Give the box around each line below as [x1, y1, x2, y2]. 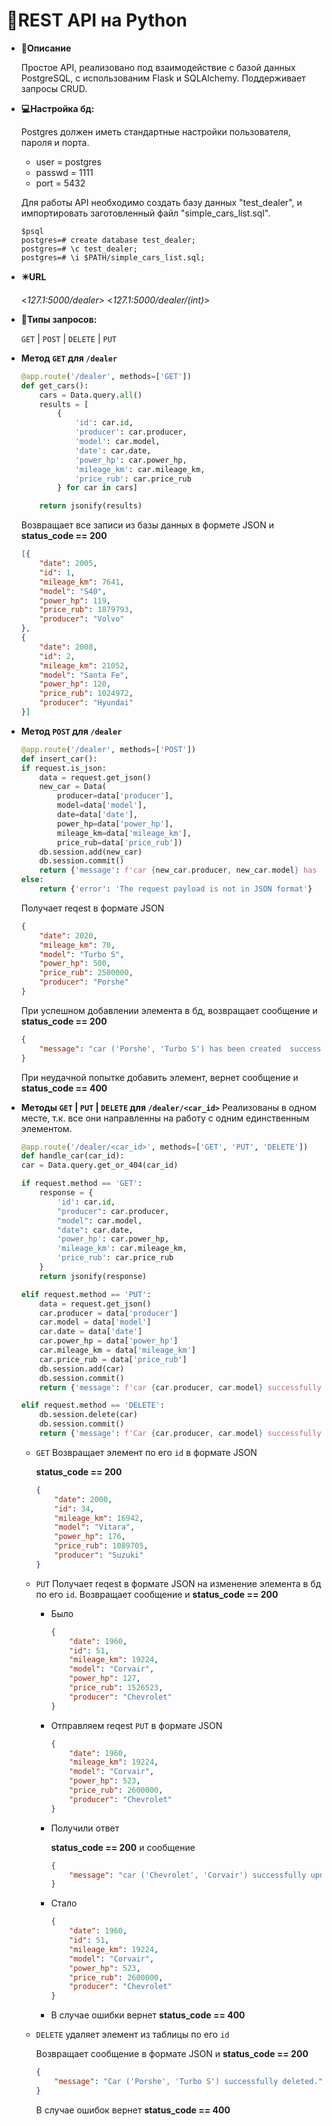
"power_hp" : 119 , [39, 595, 112, 606]
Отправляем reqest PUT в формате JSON [50, 1719, 223, 1731]
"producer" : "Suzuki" [54, 1550, 144, 1561]
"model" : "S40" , [39, 586, 107, 596]
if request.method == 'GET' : [20, 1179, 143, 1189]
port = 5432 [35, 177, 86, 189]
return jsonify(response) [39, 1271, 148, 1281]
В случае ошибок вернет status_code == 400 [35, 2104, 231, 2116]
